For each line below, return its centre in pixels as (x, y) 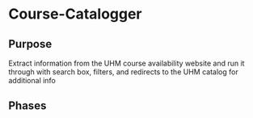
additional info (32, 80)
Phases (27, 106)
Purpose (30, 44)
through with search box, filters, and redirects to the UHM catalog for (123, 72)
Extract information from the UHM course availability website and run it (126, 63)
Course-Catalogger (76, 14)
